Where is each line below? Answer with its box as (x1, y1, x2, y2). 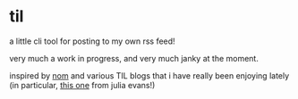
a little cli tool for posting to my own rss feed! (9, 36, 176, 46)
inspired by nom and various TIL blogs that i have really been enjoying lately (9, 70, 290, 81)
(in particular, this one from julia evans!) (9, 79, 156, 90)
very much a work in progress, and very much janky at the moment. (9, 53, 260, 63)
